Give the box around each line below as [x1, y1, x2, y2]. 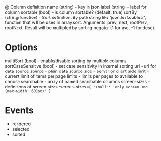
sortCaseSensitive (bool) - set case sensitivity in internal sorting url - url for [5, 63, 157, 69]
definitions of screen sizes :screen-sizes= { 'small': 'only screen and [5, 84, 148, 89]
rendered [12, 121, 31, 127]
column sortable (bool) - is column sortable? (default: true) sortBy [5, 9, 137, 15]
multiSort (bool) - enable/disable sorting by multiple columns [5, 58, 127, 64]
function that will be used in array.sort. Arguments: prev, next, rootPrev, [5, 19, 148, 25]
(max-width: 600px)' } [5, 88, 51, 94]
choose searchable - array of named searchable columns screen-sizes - [5, 78, 150, 84]
